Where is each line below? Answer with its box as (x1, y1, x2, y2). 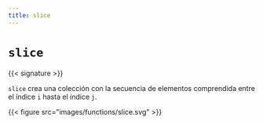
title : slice (8, 11, 51, 20)
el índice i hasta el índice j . (8, 92, 97, 101)
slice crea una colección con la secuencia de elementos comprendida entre (8, 83, 255, 93)
